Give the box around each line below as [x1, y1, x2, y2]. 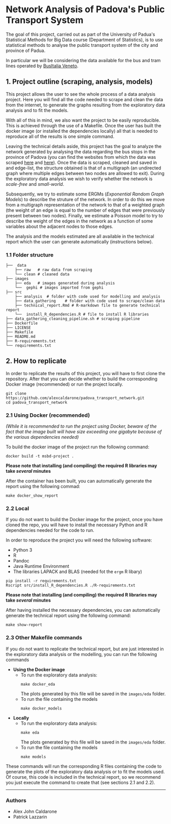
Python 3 [13, 547, 32, 553]
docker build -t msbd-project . [6, 454, 74, 459]
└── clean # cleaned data [15, 272, 70, 277]
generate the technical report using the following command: [6, 612, 131, 619]
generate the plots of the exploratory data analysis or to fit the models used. [6, 769, 165, 775]
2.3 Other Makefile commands [6, 634, 83, 641]
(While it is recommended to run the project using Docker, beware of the [6, 423, 157, 430]
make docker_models [20, 706, 62, 711]
